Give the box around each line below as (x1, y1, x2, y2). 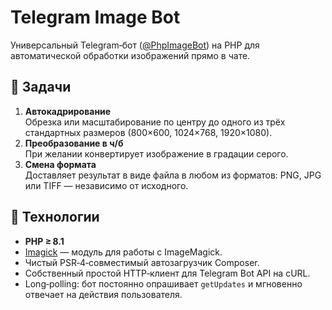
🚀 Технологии (10, 209, 100, 226)
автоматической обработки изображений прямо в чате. (10, 49, 251, 61)
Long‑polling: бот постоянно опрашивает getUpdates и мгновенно (24, 277, 303, 290)
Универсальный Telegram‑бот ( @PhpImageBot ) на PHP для (10, 39, 260, 51)
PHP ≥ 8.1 (24, 235, 65, 247)
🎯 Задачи (10, 79, 72, 96)
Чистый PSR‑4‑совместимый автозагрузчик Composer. (24, 256, 260, 268)
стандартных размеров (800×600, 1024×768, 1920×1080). (24, 126, 273, 138)
